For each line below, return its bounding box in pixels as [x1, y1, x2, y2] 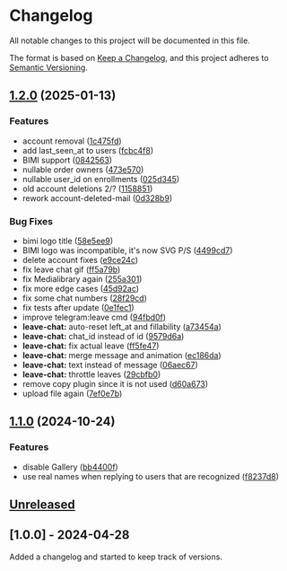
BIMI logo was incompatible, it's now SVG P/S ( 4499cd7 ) [22, 244, 233, 256]
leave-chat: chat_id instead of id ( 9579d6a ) [22, 330, 185, 341]
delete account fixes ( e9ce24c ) [22, 254, 139, 265]
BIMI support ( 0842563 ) [22, 154, 113, 165]
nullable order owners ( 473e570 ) [22, 163, 144, 175]
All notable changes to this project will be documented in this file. [9, 35, 251, 46]
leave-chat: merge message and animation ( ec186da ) [22, 349, 222, 360]
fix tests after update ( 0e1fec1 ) [22, 302, 135, 312]
